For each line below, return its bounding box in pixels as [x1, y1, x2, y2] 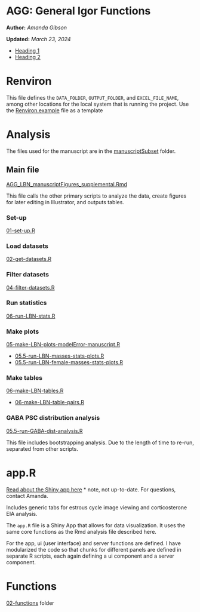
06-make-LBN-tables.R [6, 387, 64, 395]
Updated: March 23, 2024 [6, 35, 71, 42]
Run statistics [6, 299, 47, 307]
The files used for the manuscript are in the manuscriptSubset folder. [6, 147, 176, 155]
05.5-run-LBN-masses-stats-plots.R [14, 352, 104, 359]
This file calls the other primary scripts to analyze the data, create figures [6, 192, 187, 199]
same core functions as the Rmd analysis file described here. [6, 528, 157, 535]
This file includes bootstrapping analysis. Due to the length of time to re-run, [6, 439, 194, 446]
